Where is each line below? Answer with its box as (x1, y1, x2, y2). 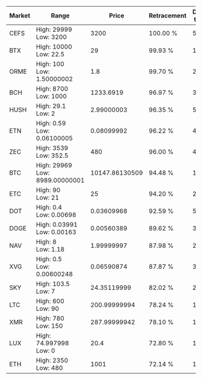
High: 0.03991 (35, 220, 78, 229)
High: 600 (35, 297, 65, 305)
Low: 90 (35, 304, 60, 313)
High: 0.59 (35, 119, 66, 127)
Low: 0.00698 (35, 211, 76, 219)
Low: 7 (35, 288, 55, 295)
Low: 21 (35, 193, 60, 202)
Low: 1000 (35, 92, 67, 100)
